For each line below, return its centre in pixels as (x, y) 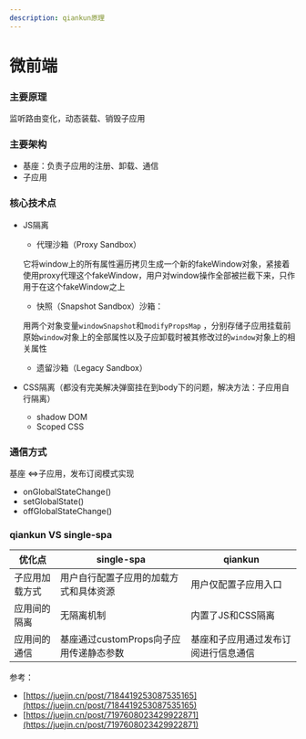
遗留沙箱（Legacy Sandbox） (92, 367)
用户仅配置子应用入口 (236, 585)
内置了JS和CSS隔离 (233, 616)
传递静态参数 (97, 653)
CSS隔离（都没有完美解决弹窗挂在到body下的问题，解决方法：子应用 (152, 387)
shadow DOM (62, 417)
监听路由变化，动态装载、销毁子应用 (77, 119)
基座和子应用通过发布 (236, 639)
